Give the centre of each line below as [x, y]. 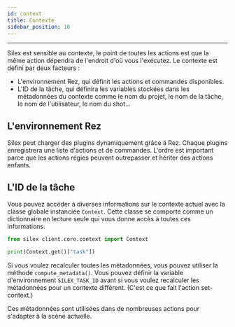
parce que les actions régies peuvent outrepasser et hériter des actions [110, 158]
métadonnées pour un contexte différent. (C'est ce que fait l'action [104, 287]
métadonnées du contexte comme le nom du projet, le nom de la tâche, [120, 97]
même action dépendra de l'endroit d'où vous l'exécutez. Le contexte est [113, 61]
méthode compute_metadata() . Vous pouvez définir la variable [95, 272]
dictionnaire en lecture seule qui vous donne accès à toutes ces [99, 219]
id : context [24, 14]
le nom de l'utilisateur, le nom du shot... [74, 104]
